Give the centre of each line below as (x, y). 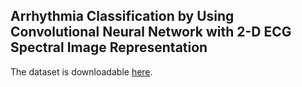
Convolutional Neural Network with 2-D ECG (151, 32)
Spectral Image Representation (109, 47)
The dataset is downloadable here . (81, 71)
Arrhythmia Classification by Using (122, 16)
